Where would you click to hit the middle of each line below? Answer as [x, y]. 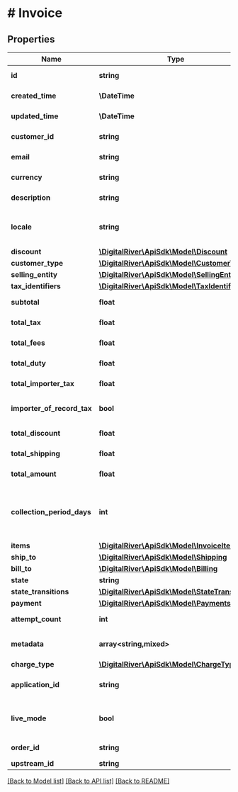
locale [21, 227]
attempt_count [36, 619]
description [31, 198]
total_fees [28, 343]
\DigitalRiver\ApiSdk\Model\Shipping [163, 557]
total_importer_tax [42, 384]
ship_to [24, 557]
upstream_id [33, 763]
